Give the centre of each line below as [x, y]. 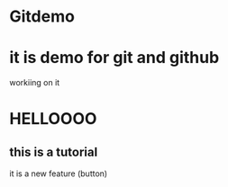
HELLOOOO [53, 119]
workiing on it [35, 83]
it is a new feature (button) [59, 174]
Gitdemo [42, 17]
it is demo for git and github [114, 58]
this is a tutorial [54, 151]
